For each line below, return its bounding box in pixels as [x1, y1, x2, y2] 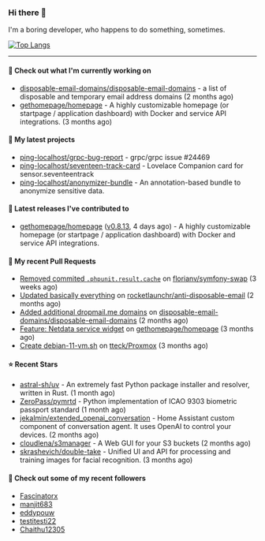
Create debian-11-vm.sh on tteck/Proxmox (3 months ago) [19, 341, 209, 350]
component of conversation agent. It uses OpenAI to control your [19, 422, 231, 431]
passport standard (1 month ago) [19, 405, 126, 415]
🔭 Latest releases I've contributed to [8, 204, 129, 214]
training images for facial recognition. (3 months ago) [19, 455, 193, 465]
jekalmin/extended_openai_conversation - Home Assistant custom [19, 413, 235, 423]
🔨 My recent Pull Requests [8, 256, 96, 266]
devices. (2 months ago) [19, 430, 99, 440]
